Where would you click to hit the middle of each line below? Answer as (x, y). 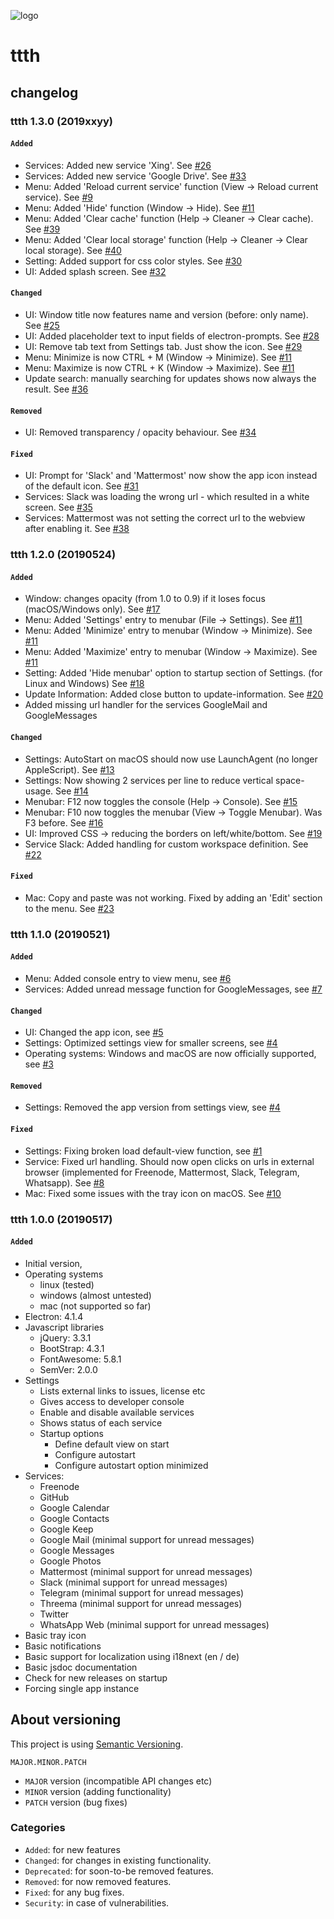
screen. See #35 (58, 507)
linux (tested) (67, 1284)
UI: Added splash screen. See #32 (95, 271)
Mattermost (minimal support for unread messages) (146, 1571)
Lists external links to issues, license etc (122, 1391)
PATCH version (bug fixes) (76, 1802)
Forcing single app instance (82, 1688)
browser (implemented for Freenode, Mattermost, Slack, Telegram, (162, 1172)
